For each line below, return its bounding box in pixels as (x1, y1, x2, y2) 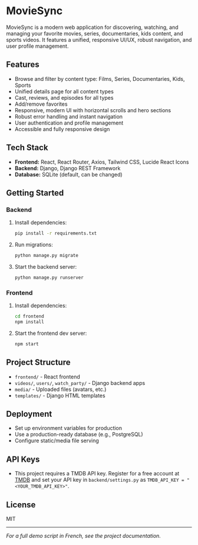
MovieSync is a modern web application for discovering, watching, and (6, 24, 179, 31)
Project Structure (6, 357, 71, 367)
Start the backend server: (14, 263, 77, 270)
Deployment (6, 409, 52, 419)
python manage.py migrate (14, 253, 78, 259)
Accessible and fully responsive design (14, 125, 110, 132)
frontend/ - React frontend (14, 373, 81, 380)
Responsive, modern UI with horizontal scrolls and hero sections (14, 106, 171, 113)
